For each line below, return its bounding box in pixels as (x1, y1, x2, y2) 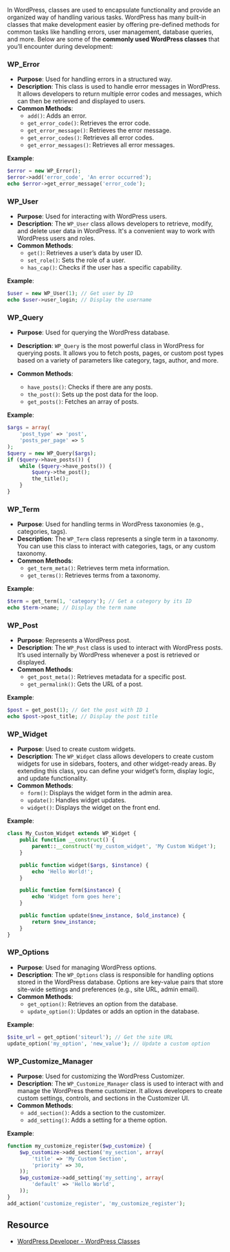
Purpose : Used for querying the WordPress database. (16, 328, 170, 336)
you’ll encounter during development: (7, 43, 113, 50)
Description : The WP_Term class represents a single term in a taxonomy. (16, 535, 218, 543)
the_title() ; (32, 475, 69, 482)
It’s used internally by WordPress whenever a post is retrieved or (16, 651, 200, 659)
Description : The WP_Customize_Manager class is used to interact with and (16, 1079, 224, 1088)
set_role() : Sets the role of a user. (27, 256, 126, 264)
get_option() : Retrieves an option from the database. (27, 1000, 179, 1008)
